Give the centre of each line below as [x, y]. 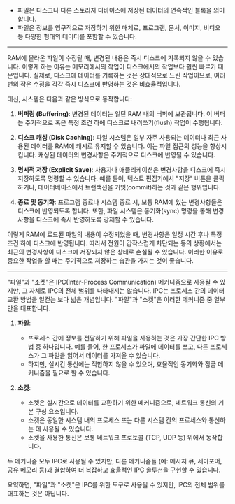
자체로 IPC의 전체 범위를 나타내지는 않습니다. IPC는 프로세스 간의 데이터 [127, 291]
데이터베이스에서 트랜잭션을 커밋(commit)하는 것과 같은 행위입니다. [130, 187]
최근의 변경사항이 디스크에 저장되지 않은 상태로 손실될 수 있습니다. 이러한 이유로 [115, 252]
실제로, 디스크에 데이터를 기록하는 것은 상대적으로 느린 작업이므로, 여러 [129, 75]
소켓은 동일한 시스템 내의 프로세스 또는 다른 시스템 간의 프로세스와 [117, 420]
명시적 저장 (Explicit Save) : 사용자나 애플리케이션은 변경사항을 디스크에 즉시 [121, 170]
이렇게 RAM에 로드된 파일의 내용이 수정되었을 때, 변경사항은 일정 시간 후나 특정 [115, 234]
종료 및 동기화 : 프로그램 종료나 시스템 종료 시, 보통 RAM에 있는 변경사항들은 [120, 202]
